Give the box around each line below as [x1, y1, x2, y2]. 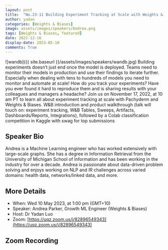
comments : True [5, 45, 37, 50]
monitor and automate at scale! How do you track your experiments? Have [5, 80, 159, 86]
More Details [5, 187, 46, 196]
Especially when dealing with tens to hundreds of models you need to [5, 75, 149, 81]
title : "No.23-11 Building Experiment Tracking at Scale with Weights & [5, 12, 163, 17]
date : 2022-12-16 [5, 36, 42, 41]
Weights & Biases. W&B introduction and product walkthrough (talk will [5, 101, 151, 107]
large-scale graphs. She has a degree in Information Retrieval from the [5, 151, 151, 157]
